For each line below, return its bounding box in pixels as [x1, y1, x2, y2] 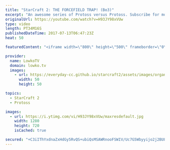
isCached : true [14, 128, 47, 133]
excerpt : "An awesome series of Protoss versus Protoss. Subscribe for [5, 12, 159, 17]
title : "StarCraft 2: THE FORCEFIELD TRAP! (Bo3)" [5, 7, 114, 13]
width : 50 [18, 77, 39, 82]
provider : [5, 53, 26, 58]
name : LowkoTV [10, 58, 39, 63]
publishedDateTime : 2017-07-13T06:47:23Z [5, 31, 94, 36]
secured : [5, 137, 24, 142]
